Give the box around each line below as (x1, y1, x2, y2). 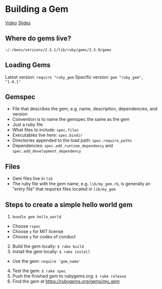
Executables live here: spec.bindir (12, 132, 83, 138)
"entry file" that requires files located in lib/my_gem (12, 186, 116, 192)
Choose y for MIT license (12, 229, 64, 234)
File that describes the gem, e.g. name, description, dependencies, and (12, 106, 158, 112)
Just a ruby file (12, 121, 43, 127)
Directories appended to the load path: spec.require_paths (12, 137, 132, 143)
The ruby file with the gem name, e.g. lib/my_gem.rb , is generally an (12, 181, 151, 187)
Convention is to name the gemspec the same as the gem (12, 116, 130, 122)
